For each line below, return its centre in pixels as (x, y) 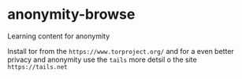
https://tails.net (37, 67)
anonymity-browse (71, 14)
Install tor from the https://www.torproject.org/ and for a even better (121, 51)
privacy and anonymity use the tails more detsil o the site (102, 59)
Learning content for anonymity (59, 36)
